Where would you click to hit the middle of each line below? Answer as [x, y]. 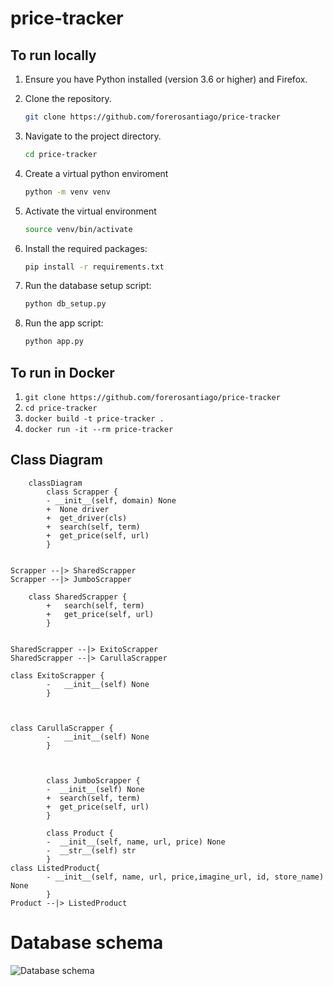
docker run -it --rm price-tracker [99, 429]
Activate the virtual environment [90, 211]
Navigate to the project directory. [93, 136]
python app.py [54, 342]
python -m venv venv [67, 192]
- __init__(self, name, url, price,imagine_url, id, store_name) [185, 877]
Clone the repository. [68, 98]
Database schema [87, 942]
